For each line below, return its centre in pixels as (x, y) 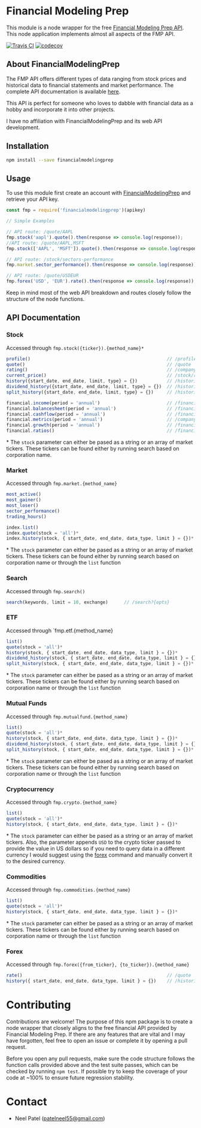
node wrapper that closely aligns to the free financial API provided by (92, 1028)
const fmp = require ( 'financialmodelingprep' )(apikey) (76, 211)
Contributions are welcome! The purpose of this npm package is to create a (99, 1022)
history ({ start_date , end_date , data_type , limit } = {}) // (89, 981)
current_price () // (89, 376)
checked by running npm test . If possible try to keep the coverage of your (97, 1071)
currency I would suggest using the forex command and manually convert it (99, 855)
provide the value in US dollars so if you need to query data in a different (96, 848)
